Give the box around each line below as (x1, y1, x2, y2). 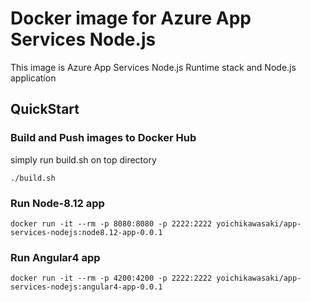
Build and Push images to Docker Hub (10, 131, 197, 145)
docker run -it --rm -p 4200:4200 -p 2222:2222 (10, 273, 213, 284)
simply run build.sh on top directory (10, 153, 157, 166)
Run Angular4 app (10, 250, 101, 264)
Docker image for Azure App (10, 7, 252, 30)
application (10, 72, 57, 84)
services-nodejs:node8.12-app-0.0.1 (10, 227, 163, 237)
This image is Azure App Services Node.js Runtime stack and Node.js (10, 61, 297, 73)
